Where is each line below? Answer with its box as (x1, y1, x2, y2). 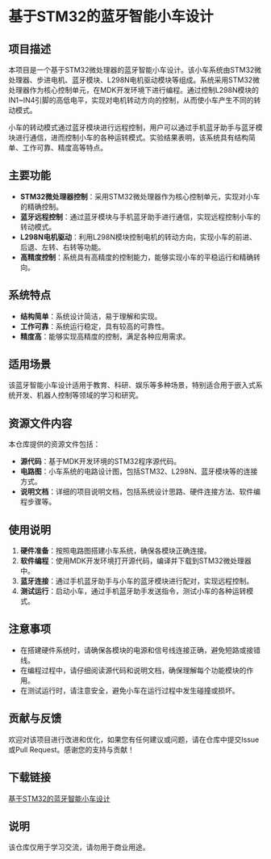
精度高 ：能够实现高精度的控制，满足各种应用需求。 (19, 331, 190, 341)
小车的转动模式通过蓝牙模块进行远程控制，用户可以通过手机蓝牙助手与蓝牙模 (8, 123, 263, 132)
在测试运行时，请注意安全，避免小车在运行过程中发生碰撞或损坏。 (19, 685, 240, 695)
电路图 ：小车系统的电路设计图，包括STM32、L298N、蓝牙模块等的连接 (19, 466, 258, 477)
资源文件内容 (8, 416, 73, 430)
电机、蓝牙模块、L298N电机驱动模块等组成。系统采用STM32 (50, 75, 253, 85)
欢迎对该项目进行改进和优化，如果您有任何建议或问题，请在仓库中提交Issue (8, 735, 260, 744)
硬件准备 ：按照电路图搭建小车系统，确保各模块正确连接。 (19, 546, 211, 556)
